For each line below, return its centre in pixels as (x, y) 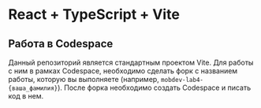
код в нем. (26, 96)
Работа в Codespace (61, 44)
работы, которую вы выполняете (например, (84, 79)
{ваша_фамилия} (33, 88)
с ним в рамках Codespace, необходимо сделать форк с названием (123, 71)
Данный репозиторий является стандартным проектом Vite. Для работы (131, 62)
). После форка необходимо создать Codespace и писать (154, 88)
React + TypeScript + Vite (94, 15)
